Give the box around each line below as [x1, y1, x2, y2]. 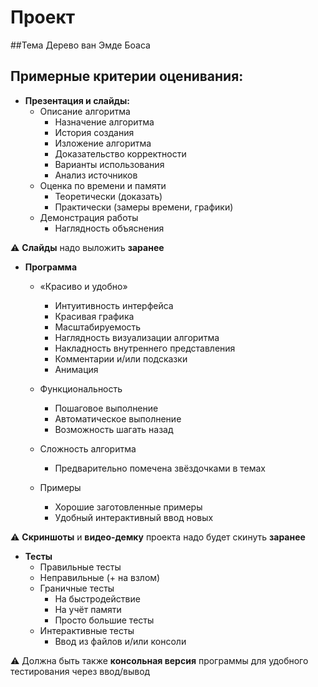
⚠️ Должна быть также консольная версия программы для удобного [10, 654, 309, 666]
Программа [24, 261, 78, 273]
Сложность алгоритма [39, 442, 137, 455]
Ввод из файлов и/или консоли [54, 635, 187, 647]
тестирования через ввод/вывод [10, 665, 151, 677]
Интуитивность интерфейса [54, 299, 174, 311]
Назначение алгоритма [54, 116, 155, 128]
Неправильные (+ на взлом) [39, 571, 161, 583]
